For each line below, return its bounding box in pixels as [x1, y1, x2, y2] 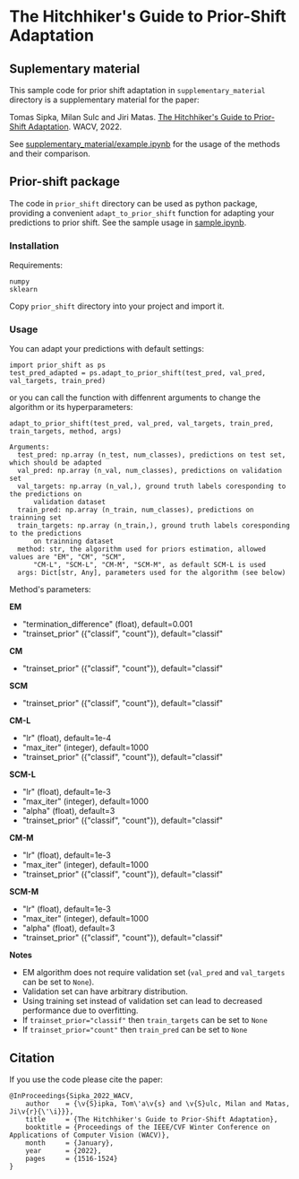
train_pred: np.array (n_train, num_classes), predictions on [17, 505, 254, 515]
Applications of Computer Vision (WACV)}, [9, 1131, 170, 1140]
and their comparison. [9, 148, 91, 159]
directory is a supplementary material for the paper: [9, 94, 200, 105]
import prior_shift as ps [9, 361, 106, 370]
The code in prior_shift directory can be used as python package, [9, 197, 258, 208]
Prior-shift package [9, 174, 121, 189]
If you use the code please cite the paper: [9, 1074, 163, 1085]
